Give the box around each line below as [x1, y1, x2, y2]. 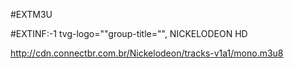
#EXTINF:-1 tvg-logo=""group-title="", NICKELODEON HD [10, 28, 248, 39]
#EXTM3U [10, 9, 53, 20]
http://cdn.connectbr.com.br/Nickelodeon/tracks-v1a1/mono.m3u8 [10, 47, 284, 59]
